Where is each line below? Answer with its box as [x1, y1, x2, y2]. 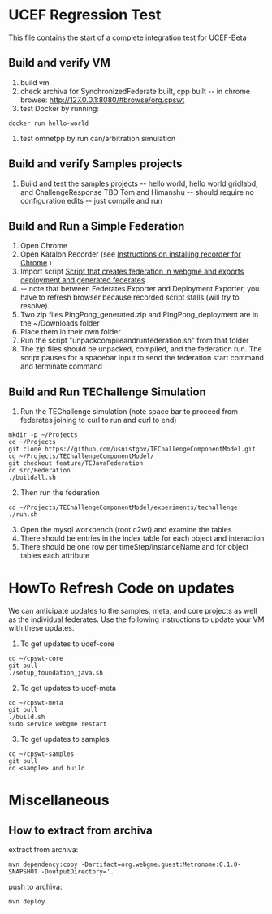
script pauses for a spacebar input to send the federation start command [19, 353, 264, 363]
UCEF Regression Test [8, 6, 162, 24]
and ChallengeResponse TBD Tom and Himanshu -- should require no [19, 187, 254, 196]
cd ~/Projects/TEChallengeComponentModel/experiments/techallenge [8, 503, 238, 512]
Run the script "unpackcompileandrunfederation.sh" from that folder [19, 335, 249, 346]
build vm [19, 77, 50, 87]
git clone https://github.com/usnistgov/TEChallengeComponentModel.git [8, 445, 256, 454]
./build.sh [8, 713, 45, 722]
